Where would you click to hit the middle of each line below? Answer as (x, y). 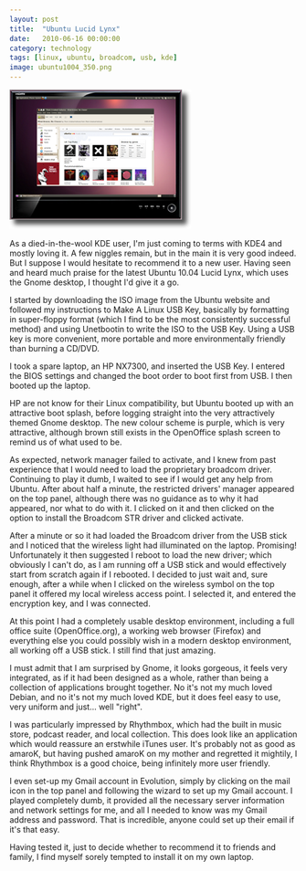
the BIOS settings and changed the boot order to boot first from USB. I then (151, 376)
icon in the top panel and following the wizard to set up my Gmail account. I (151, 791)
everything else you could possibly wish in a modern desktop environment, (151, 640)
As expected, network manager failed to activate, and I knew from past (143, 460)
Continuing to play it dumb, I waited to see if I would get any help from (142, 479)
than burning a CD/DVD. (55, 348)
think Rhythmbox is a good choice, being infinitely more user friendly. (140, 763)
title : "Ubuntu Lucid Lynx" (65, 29)
